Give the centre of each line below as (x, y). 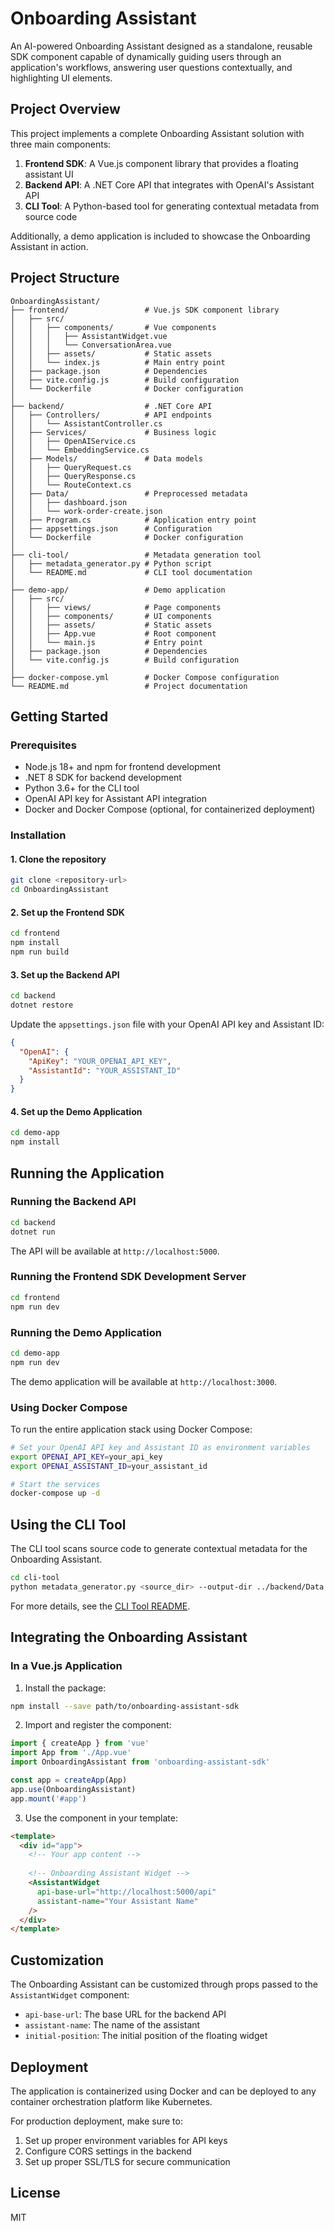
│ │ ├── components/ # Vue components (113, 327)
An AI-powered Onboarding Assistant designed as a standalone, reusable (161, 46)
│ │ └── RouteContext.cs (71, 485)
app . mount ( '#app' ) (48, 1798)
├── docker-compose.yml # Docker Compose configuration (145, 677)
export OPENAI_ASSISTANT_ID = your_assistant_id (109, 1466)
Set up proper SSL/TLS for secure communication (127, 2161)
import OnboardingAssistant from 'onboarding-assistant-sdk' (140, 1762)
